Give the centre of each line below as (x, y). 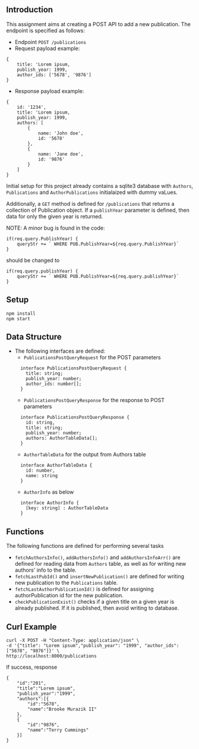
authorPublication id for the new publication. (69, 596)
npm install (21, 314)
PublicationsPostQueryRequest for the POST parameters (92, 358)
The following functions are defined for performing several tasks (85, 546)
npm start (18, 319)
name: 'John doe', (61, 133)
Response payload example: (49, 91)
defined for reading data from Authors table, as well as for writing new (100, 564)
